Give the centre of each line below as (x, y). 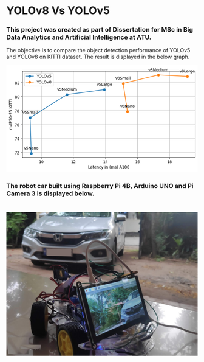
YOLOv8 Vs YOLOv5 (58, 11)
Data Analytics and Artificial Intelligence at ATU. (79, 37)
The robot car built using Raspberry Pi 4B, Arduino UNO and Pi (100, 186)
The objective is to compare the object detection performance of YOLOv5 (98, 50)
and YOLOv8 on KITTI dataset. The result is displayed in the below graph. (98, 57)
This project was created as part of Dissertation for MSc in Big (100, 30)
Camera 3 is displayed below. (50, 193)
